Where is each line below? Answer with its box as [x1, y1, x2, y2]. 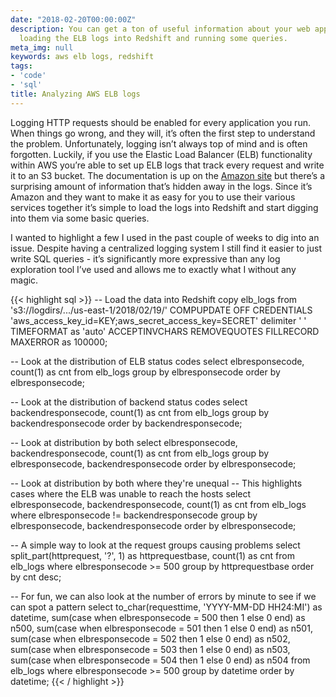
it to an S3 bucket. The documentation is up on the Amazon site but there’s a [10, 169, 326, 181]
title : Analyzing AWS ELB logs [10, 89, 141, 99]
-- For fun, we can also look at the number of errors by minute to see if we [10, 590, 317, 602]
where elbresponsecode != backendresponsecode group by [10, 509, 258, 521]
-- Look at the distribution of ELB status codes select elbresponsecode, [10, 355, 305, 367]
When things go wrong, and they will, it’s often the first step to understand [10, 127, 316, 139]
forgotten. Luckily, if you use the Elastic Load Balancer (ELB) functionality [10, 148, 313, 160]
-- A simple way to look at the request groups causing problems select [10, 539, 301, 551]
